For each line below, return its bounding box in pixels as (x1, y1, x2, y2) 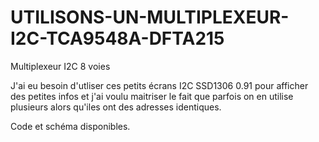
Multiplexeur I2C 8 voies (10, 60, 111, 72)
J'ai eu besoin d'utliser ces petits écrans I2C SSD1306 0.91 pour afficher (10, 79, 309, 91)
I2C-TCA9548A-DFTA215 (10, 27, 225, 50)
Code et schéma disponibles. (10, 120, 131, 132)
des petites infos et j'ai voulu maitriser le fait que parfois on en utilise (10, 90, 294, 102)
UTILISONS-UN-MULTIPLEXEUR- (10, 6, 290, 29)
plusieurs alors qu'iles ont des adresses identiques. (10, 101, 222, 113)
